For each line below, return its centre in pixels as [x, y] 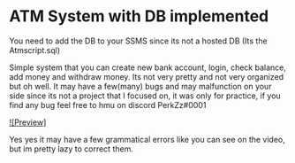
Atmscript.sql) [35, 50]
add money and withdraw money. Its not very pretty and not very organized [147, 76]
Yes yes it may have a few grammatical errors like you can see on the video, [147, 139]
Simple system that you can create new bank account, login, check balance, [148, 67]
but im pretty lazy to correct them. [72, 149]
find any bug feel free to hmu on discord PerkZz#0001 [108, 105]
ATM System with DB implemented [139, 16]
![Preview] [28, 122]
